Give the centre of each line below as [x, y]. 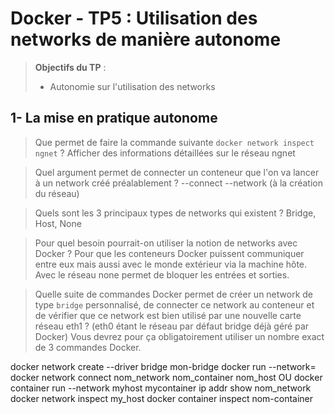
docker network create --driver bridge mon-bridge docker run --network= [163, 366]
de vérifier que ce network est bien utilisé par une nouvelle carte [168, 315]
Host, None [58, 223]
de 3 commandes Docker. [88, 347]
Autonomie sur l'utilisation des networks [132, 86]
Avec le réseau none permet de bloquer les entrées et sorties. [162, 274]
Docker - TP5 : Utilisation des [134, 18]
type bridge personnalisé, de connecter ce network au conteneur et [174, 304]
